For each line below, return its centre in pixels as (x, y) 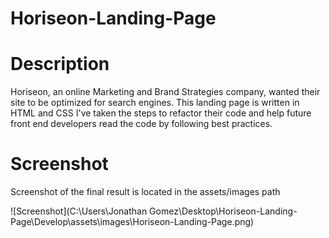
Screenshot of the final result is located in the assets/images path (145, 192)
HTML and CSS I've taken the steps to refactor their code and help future (161, 113)
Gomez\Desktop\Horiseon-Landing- (223, 211)
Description (60, 64)
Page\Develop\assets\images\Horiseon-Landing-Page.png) (132, 222)
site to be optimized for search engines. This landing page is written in (155, 103)
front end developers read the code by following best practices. (141, 124)
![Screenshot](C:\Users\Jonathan (79, 211)
